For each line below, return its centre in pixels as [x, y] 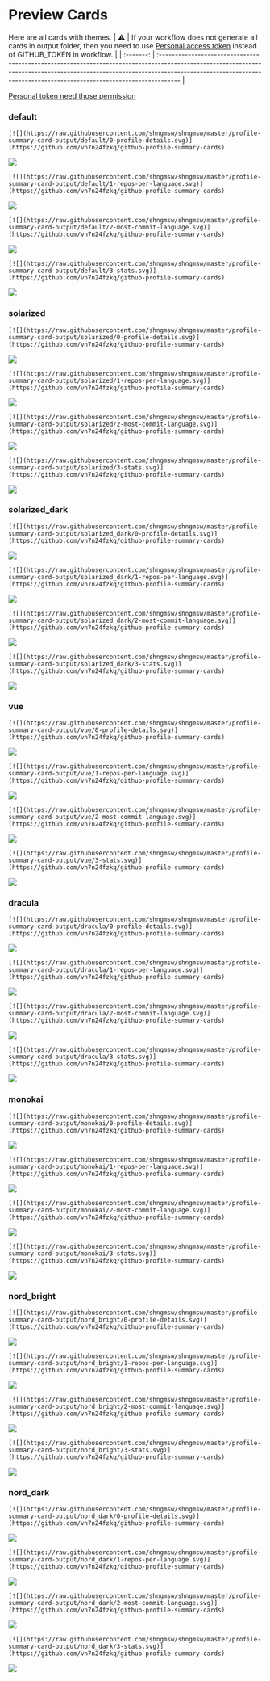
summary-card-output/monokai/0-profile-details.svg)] [101, 1123]
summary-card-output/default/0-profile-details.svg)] [101, 141]
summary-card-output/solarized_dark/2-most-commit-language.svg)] [122, 620]
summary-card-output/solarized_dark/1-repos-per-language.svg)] [118, 577]
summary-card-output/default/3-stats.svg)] [83, 271]
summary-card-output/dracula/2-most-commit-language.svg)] [110, 1014]
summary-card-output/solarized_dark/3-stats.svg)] [95, 664]
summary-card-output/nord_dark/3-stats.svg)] [86, 1647]
